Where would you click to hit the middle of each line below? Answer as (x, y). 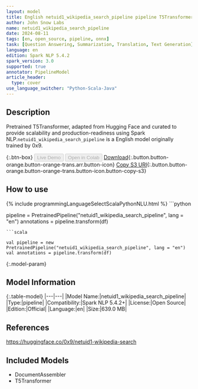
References (28, 327)
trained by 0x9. (24, 145)
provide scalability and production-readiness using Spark (76, 133)
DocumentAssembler (40, 374)
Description (28, 112)
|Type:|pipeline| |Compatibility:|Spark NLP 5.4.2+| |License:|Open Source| (96, 303)
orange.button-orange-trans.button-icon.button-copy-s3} (76, 171)
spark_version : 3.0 (30, 61)
